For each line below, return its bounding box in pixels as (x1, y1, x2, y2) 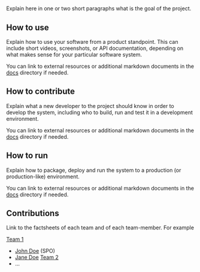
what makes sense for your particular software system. (6, 51, 143, 58)
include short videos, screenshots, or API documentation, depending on (6, 44, 184, 52)
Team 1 (6, 236, 24, 243)
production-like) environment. (6, 173, 80, 180)
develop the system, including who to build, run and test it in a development (6, 109, 193, 116)
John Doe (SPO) (14, 247, 56, 255)
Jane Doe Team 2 (14, 254, 59, 261)
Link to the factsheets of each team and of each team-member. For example (6, 224, 195, 231)
